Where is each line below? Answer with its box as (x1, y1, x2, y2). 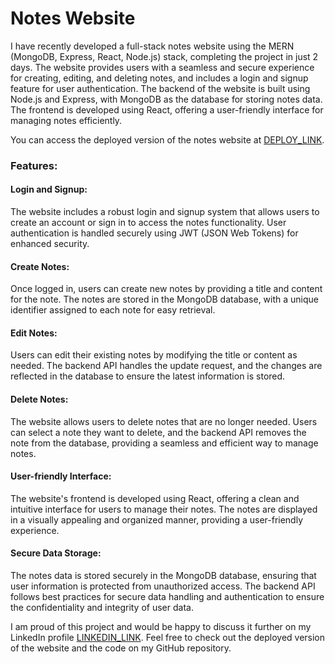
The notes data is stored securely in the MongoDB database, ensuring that (10, 570, 317, 582)
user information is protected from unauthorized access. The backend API (10, 580, 316, 592)
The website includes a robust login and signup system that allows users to (10, 206, 320, 218)
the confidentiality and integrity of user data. (10, 602, 194, 614)
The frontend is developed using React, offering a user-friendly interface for (10, 103, 324, 116)
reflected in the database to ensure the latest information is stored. (10, 370, 286, 382)
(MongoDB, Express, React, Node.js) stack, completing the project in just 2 (10, 50, 319, 62)
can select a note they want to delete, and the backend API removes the (10, 426, 307, 438)
